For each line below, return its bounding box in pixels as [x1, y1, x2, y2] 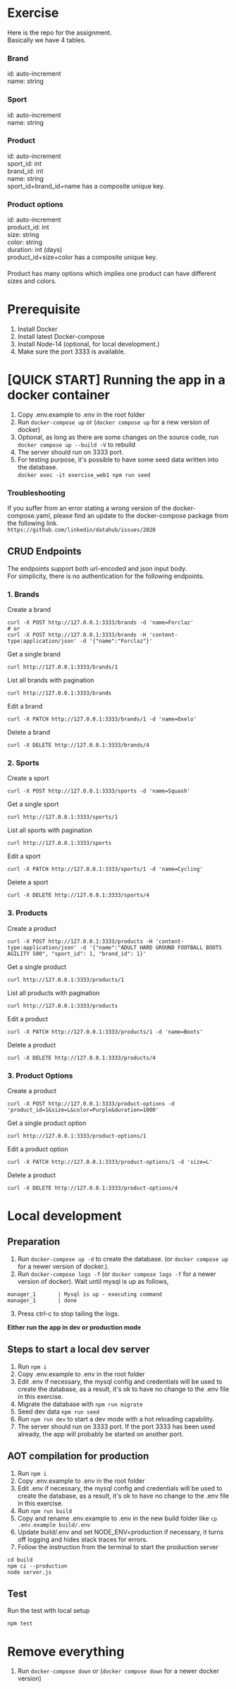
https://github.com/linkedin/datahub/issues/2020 [7, 526, 156, 534]
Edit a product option [7, 1145, 68, 1153]
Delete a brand [7, 728, 51, 736]
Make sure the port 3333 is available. [17, 347, 125, 356]
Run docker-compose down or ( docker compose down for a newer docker [17, 1667, 220, 1676]
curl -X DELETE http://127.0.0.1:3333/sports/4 [7, 891, 150, 899]
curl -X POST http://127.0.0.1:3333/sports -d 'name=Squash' [7, 788, 191, 795]
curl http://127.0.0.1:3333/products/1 [7, 976, 125, 983]
